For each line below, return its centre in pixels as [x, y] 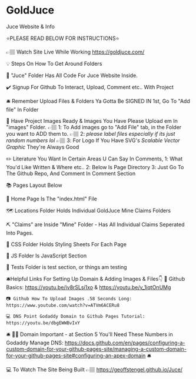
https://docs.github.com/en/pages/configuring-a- [125, 343]
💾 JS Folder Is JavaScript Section [46, 256]
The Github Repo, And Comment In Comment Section [71, 173]
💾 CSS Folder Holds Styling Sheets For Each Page [66, 244]
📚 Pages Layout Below [34, 185]
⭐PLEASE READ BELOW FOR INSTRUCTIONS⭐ [63, 38]
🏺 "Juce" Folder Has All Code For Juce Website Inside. [72, 75]
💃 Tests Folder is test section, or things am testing [67, 267]
